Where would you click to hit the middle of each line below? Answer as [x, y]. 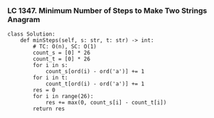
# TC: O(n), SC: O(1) [65, 47]
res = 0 [44, 90]
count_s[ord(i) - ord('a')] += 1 [95, 72]
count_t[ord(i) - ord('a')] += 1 [95, 84]
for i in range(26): [63, 97]
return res [49, 109]
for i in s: [51, 65]
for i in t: [51, 78]
